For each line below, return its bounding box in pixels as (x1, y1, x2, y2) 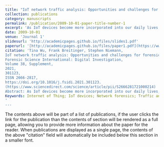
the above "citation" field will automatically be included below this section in (5, 132, 158, 138)
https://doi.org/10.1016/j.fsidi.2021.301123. (5, 80, 102, 84)
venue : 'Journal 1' (5, 35, 45, 40)
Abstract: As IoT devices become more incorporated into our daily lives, (5, 89, 161, 94)
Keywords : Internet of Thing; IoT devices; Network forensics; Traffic (5, 93, 154, 98)
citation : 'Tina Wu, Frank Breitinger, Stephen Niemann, (5, 48, 123, 53)
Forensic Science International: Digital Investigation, (5, 57, 123, 62)
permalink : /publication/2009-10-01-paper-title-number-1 (5, 21, 125, 26)
